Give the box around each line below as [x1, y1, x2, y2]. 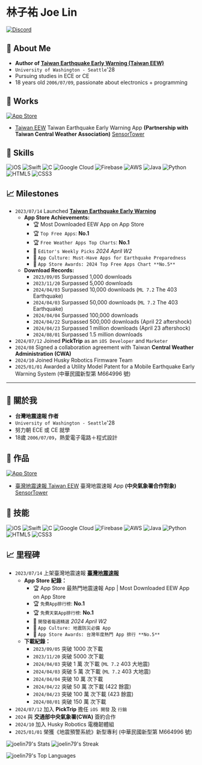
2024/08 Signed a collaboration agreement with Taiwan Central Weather [14, 344, 194, 351]
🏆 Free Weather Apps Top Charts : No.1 [32, 239, 130, 246]
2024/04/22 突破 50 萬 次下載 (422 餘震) [32, 683, 132, 690]
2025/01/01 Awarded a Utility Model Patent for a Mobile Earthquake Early [14, 363, 195, 370]
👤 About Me [6, 43, 51, 54]
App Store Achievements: [23, 214, 90, 221]
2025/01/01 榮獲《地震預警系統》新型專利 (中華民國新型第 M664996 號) [14, 728, 192, 735]
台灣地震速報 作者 [14, 412, 59, 420]
